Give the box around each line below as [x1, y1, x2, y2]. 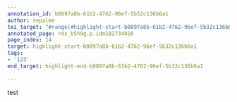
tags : [7, 50, 23, 57]
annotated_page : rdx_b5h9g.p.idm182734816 [7, 30, 134, 37]
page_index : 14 [7, 37, 52, 44]
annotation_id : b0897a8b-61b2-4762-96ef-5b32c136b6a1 [7, 10, 169, 18]
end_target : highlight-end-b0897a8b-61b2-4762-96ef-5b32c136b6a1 [7, 63, 203, 70]
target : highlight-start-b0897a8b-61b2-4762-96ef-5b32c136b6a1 [7, 43, 197, 50]
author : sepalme [7, 17, 55, 24]
